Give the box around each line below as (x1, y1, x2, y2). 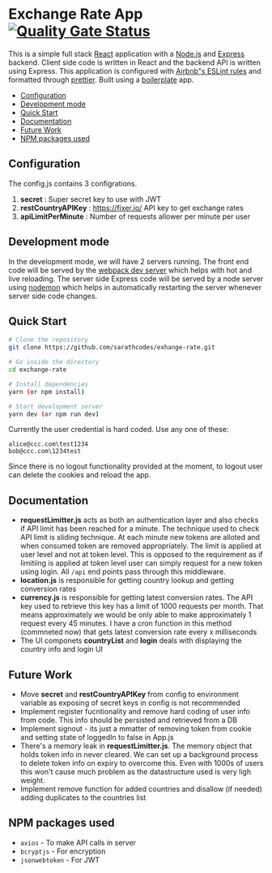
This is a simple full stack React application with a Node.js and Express (8, 49, 245, 58)
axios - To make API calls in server (19, 837, 136, 847)
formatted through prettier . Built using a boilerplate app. (8, 75, 194, 84)
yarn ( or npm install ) (8, 387, 85, 396)
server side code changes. (8, 291, 98, 301)
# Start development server (8, 402, 104, 410)
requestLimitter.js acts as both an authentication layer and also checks (19, 516, 259, 525)
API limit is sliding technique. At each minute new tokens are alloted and (19, 533, 261, 542)
